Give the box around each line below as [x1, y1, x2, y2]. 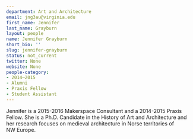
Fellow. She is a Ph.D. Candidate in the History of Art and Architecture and [6, 114, 187, 121]
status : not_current [6, 53, 58, 59]
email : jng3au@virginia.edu [6, 14, 76, 20]
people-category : [6, 69, 49, 75]
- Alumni [6, 80, 28, 86]
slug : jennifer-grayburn [6, 47, 68, 53]
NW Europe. [6, 126, 36, 133]
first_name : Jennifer [6, 20, 60, 25]
